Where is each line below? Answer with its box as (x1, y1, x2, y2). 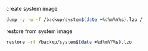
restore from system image (6, 27, 73, 35)
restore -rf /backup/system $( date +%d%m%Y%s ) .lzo (6, 39, 132, 45)
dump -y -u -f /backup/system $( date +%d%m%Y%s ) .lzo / (6, 17, 143, 23)
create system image (6, 5, 58, 12)
